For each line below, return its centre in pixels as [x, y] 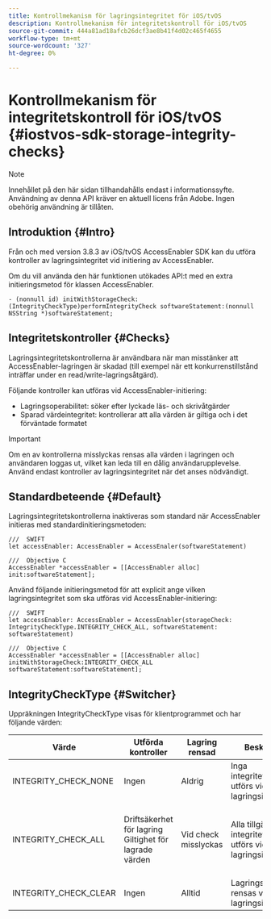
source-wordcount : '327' [50, 46]
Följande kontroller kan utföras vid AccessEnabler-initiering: [108, 390]
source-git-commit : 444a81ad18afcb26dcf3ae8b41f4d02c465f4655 [115, 31]
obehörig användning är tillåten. [61, 207]
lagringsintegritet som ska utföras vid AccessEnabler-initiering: [113, 599]
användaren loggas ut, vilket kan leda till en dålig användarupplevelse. [125, 463]
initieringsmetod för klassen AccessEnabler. [81, 284]
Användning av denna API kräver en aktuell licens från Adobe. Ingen [122, 198]
